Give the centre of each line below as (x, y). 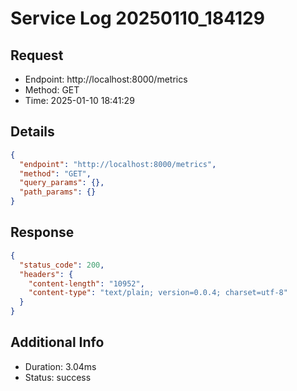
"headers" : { (46, 274)
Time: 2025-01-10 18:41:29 (79, 100)
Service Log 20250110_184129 (137, 18)
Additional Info (57, 342)
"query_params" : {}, (62, 183)
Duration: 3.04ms (60, 366)
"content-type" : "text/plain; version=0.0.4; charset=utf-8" (158, 293)
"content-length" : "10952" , (86, 283)
